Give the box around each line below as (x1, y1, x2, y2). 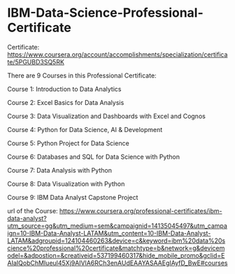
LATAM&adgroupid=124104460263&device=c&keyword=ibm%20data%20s (7, 236, 226, 245)
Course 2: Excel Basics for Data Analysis (7, 98, 124, 106)
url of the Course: (7, 206, 58, 215)
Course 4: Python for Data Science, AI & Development (7, 125, 163, 134)
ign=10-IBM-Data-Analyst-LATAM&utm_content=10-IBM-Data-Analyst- (7, 229, 211, 237)
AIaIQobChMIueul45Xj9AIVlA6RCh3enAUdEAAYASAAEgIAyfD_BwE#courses (7, 259, 228, 267)
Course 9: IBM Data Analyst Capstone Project (7, 193, 138, 201)
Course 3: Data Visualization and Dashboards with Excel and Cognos (7, 112, 206, 120)
